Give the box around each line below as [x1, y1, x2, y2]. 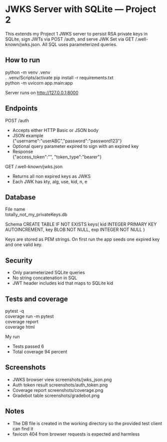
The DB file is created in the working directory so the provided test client [12, 420, 162, 426]
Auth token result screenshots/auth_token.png [12, 382, 108, 388]
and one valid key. [5, 242, 42, 248]
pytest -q [5, 308, 24, 314]
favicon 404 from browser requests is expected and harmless [12, 431, 140, 437]
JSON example [12, 132, 43, 138]
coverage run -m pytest [5, 313, 54, 319]
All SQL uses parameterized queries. [42, 41, 117, 47]
